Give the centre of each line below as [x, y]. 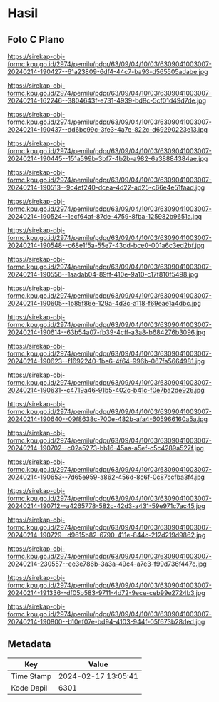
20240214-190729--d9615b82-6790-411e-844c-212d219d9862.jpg [107, 535]
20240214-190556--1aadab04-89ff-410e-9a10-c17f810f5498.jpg [103, 274]
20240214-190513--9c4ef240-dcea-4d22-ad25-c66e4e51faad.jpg [106, 187]
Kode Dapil [29, 688]
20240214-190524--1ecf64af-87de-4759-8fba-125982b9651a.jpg [105, 216]
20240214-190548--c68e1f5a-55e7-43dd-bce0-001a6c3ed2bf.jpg [106, 245]
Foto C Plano [36, 40]
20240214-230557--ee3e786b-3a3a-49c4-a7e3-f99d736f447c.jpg [107, 564]
